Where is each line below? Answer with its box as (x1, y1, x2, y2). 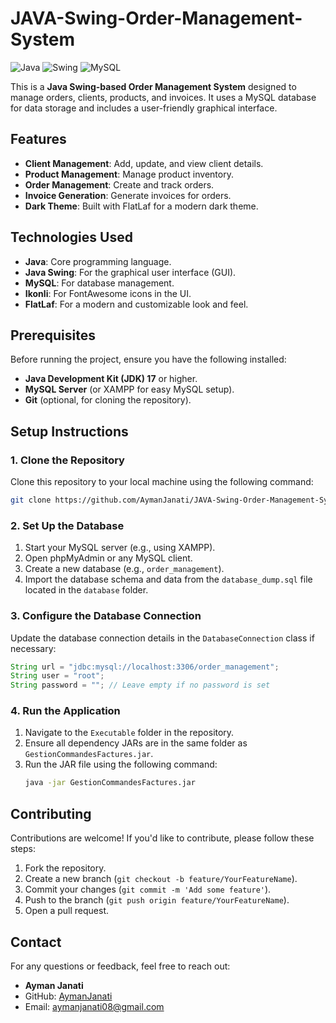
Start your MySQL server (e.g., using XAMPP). (24, 542, 216, 554)
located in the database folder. (24, 584, 149, 596)
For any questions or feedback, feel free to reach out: (10, 960, 231, 972)
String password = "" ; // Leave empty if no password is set (10, 680, 271, 691)
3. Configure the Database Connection (10, 609, 202, 623)
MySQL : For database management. (24, 277, 175, 289)
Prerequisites (10, 327, 96, 344)
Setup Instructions (10, 423, 129, 440)
